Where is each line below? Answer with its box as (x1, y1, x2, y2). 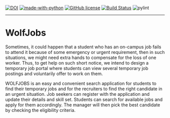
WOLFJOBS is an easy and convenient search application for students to (5, 80, 157, 86)
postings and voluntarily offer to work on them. (5, 71, 103, 77)
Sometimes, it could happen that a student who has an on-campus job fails (5, 43, 161, 50)
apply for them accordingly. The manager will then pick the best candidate (5, 101, 160, 108)
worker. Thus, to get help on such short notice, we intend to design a (5, 60, 149, 66)
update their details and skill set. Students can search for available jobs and (5, 96, 163, 102)
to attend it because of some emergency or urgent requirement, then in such (5, 49, 165, 55)
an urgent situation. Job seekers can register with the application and (5, 91, 150, 97)
